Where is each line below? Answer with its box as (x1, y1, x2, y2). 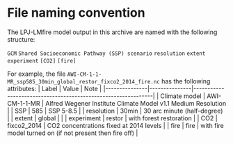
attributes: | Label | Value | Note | (7, 84, 102, 93)
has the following (161, 77, 211, 85)
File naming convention (7, 5, 145, 21)
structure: (7, 35, 35, 43)
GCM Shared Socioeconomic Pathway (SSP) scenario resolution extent (7, 50, 206, 57)
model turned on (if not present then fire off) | (7, 129, 138, 137)
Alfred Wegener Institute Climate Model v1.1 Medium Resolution (45, 99, 227, 107)
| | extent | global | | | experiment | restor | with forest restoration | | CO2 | (7, 113, 218, 122)
